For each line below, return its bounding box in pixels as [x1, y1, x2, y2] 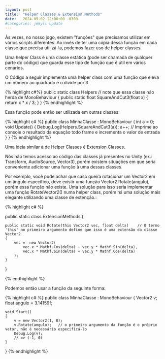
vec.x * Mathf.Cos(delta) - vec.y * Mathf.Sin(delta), [23, 245, 138, 250]
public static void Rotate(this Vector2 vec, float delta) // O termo [5, 223, 160, 228]
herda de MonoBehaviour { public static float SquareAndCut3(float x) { [5, 95, 148, 100]
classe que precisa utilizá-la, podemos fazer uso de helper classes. [5, 45, 142, 51]
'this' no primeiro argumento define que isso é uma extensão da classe [5, 228, 158, 232]
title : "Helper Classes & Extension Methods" [5, 12, 102, 17]
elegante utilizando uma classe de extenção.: [5, 195, 97, 200]
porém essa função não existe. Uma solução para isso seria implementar [5, 184, 153, 190]
